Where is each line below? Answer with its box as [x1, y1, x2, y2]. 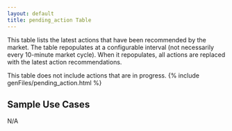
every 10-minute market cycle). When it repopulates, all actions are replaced [7, 50, 226, 59]
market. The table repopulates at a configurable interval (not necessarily [7, 43, 214, 51]
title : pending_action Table [7, 17, 92, 24]
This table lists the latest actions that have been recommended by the [7, 35, 206, 44]
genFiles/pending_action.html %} [7, 78, 102, 87]
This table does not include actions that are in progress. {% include [7, 71, 200, 80]
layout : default [7, 10, 54, 17]
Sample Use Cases [7, 98, 90, 110]
